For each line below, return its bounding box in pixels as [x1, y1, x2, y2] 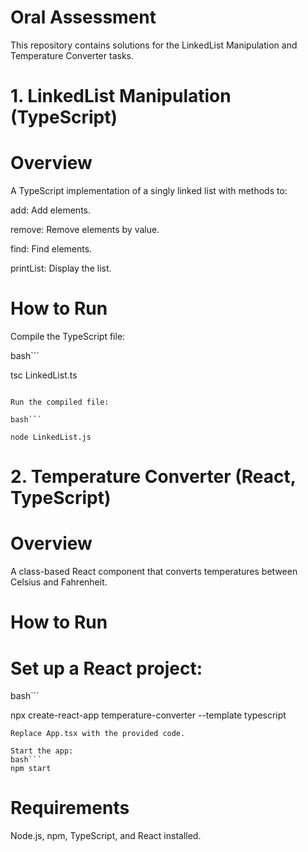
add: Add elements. [10, 204, 91, 216]
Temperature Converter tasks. [10, 49, 134, 61]
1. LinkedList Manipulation [10, 85, 232, 108]
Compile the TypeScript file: [10, 331, 126, 342]
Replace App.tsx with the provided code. [10, 729, 186, 739]
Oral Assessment [10, 6, 157, 29]
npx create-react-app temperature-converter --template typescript [10, 709, 287, 721]
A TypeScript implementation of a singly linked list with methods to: [10, 185, 288, 197]
